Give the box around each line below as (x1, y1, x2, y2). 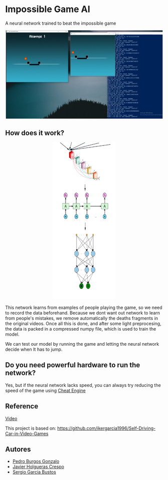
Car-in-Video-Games (5, 430, 49, 436)
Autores (5, 445, 31, 454)
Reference (5, 402, 39, 411)
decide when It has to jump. (5, 346, 63, 352)
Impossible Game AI (5, 4, 90, 15)
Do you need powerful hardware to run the (5, 361, 140, 369)
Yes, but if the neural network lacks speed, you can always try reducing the (5, 382, 161, 388)
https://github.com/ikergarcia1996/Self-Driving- (57, 425, 156, 431)
